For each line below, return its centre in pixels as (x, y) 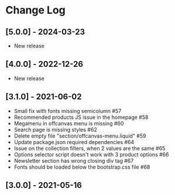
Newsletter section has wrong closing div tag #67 (74, 160)
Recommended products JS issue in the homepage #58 (81, 117)
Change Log (35, 10)
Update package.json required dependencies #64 (74, 142)
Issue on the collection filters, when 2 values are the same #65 (90, 148)
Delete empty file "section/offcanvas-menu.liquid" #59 (80, 136)
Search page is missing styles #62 (55, 129)
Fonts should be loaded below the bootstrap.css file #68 (82, 167)
